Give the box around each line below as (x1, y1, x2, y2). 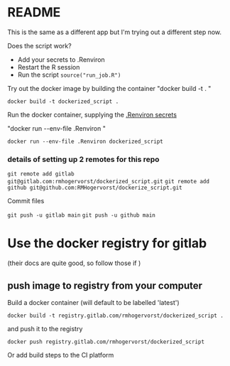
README (7, 4, 61, 21)
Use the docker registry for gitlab (7, 235, 207, 252)
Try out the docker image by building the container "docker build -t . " (7, 84, 212, 92)
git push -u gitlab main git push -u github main (7, 212, 156, 219)
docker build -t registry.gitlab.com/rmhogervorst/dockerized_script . (7, 312, 224, 319)
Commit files (7, 197, 45, 205)
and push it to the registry (7, 324, 83, 333)
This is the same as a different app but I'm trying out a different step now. (7, 28, 222, 36)
